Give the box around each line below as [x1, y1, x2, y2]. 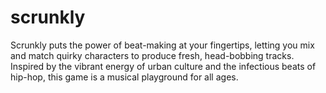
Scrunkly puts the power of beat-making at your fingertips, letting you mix [10, 39, 315, 51]
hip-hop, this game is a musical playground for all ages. [10, 71, 239, 83]
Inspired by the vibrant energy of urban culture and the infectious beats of [10, 60, 317, 72]
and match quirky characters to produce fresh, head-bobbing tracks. [10, 49, 295, 61]
